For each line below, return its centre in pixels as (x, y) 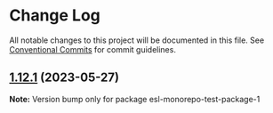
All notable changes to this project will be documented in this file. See (137, 40)
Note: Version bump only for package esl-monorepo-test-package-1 (135, 99)
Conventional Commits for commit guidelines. (92, 49)
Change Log (55, 16)
